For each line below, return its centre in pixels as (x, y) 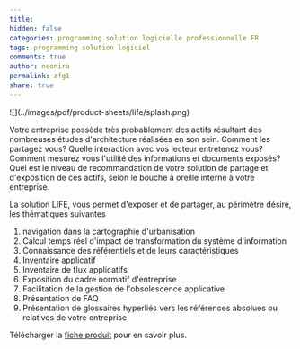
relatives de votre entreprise (75, 317)
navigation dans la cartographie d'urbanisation (109, 231)
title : (22, 19)
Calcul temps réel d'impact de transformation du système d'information (154, 241)
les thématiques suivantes (57, 214)
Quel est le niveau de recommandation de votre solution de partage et (139, 167)
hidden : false (36, 28)
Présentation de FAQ (60, 298)
